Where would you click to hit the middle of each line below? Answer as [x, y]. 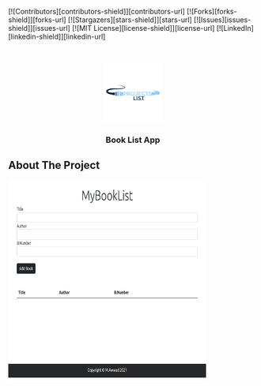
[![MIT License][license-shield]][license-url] [144, 28]
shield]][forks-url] [37, 20]
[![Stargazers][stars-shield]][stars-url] [130, 20]
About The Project [54, 165]
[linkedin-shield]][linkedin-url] [57, 36]
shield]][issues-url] [40, 28]
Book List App [133, 140]
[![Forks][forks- [212, 11]
